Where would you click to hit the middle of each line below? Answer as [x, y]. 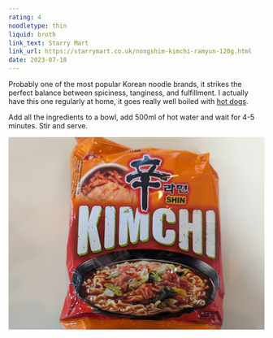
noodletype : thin [38, 26]
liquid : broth [32, 34]
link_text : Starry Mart [49, 43]
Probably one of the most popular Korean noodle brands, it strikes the [125, 84]
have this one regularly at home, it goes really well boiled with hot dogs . [129, 101]
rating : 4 [25, 17]
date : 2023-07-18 [38, 60]
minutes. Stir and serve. [48, 126]
